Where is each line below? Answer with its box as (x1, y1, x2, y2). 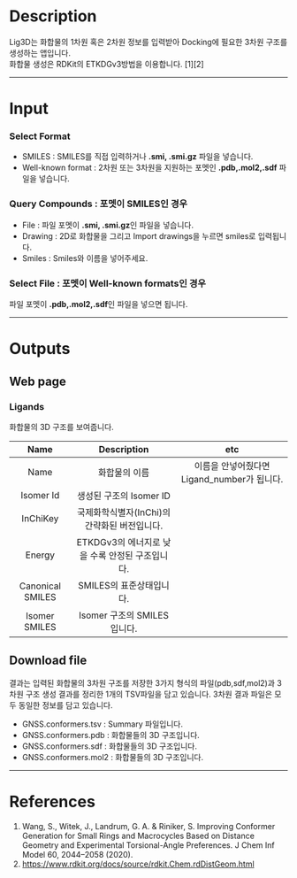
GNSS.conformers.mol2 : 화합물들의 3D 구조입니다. (21, 751, 204, 762)
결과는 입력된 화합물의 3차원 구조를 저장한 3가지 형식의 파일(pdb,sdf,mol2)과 (9, 677, 276, 688)
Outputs (9, 339, 71, 359)
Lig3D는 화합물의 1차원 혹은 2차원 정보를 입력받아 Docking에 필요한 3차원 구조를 (9, 36, 288, 47)
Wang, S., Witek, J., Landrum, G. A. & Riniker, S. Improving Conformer (21, 820, 276, 831)
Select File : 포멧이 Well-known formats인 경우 (9, 277, 206, 289)
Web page (9, 374, 66, 389)
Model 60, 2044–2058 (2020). (21, 849, 133, 859)
